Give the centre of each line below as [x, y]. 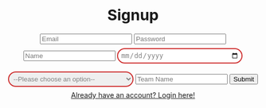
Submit [244, 79]
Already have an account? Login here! [133, 95]
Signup [133, 15]
